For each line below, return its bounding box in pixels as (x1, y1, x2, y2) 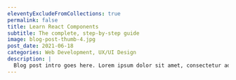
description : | (7, 56, 52, 63)
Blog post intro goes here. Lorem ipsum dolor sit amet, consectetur (13, 62, 221, 69)
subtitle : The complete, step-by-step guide (7, 29, 140, 37)
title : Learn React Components (7, 23, 99, 30)
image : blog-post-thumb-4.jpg (7, 36, 96, 43)
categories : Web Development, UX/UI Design (7, 49, 137, 56)
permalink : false (7, 17, 58, 24)
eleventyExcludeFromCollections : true (7, 10, 121, 17)
